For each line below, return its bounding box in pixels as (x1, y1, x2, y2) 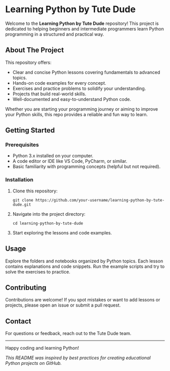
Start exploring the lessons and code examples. (12, 229, 112, 235)
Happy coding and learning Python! (5, 345, 79, 351)
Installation (5, 176, 34, 183)
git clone (12, 197, 34, 203)
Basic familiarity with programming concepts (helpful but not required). (12, 163, 161, 170)
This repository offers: (5, 59, 52, 65)
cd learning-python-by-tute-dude (12, 221, 83, 226)
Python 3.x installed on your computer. (12, 153, 94, 159)
